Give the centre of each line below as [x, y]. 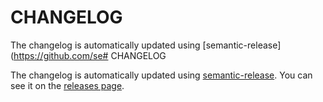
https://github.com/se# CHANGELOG [90, 55]
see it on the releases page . [67, 85]
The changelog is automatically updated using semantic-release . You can [161, 75]
